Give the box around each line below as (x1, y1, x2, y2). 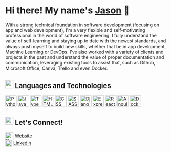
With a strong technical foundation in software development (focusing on (5, 21, 160, 28)
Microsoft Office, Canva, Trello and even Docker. (5, 65, 108, 71)
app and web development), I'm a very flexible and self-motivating (5, 27, 145, 33)
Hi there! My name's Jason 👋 (5, 5, 130, 16)
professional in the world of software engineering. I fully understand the (5, 32, 157, 38)
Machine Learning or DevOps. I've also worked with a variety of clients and (5, 49, 164, 55)
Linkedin (13, 140, 32, 146)
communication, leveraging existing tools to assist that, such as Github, (5, 59, 156, 66)
